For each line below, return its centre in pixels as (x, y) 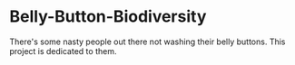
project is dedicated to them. (63, 51)
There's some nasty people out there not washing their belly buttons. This (147, 42)
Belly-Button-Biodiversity (108, 17)
